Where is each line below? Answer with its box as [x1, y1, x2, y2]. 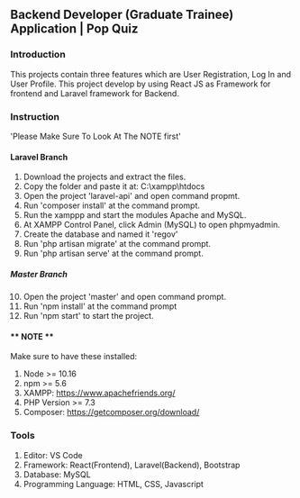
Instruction [10, 110, 60, 122]
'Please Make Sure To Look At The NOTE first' [10, 131, 181, 141]
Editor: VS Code [23, 449, 84, 460]
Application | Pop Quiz [10, 22, 139, 37]
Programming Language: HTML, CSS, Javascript [23, 478, 204, 489]
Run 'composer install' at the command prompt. [23, 200, 201, 211]
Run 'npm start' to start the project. [23, 311, 154, 321]
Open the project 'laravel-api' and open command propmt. [23, 191, 241, 202]
